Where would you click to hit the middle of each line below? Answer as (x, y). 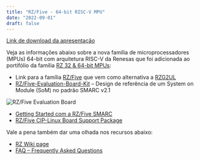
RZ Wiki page (32, 144)
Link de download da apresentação (51, 41)
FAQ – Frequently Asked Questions (59, 151)
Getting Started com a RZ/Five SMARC (64, 114)
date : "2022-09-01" (31, 18)
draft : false (23, 23)
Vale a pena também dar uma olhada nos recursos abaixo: (80, 133)
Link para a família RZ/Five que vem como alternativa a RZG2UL (95, 78)
